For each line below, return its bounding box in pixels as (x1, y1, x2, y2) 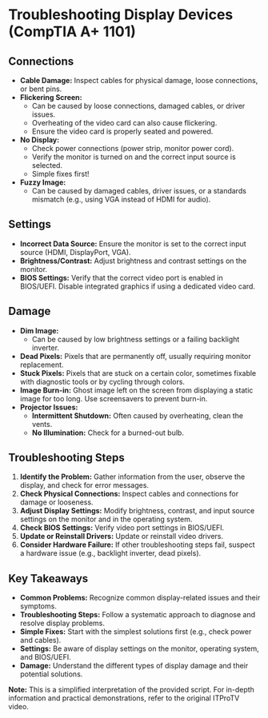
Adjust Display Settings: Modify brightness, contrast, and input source (19, 506, 255, 516)
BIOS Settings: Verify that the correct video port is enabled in (19, 273, 223, 282)
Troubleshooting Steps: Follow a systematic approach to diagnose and (19, 610, 256, 620)
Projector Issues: (19, 402, 78, 412)
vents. (31, 419, 53, 429)
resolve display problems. (19, 618, 106, 628)
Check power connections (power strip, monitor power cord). (31, 144, 234, 153)
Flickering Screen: (19, 93, 82, 102)
